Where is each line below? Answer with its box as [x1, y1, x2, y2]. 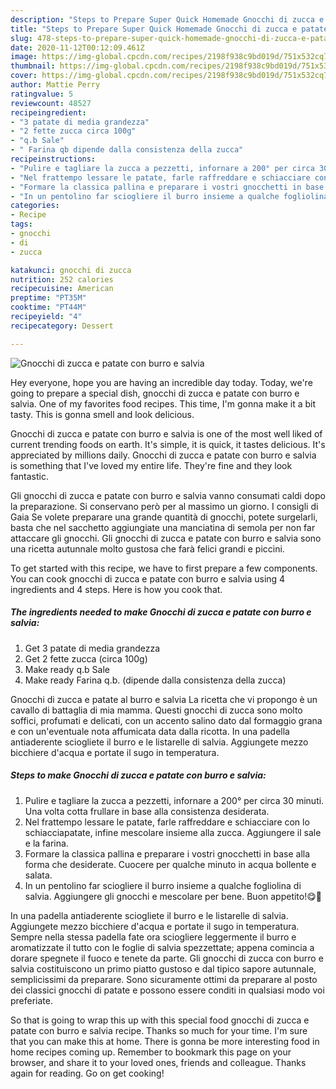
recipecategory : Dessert [10, 321, 114, 331]
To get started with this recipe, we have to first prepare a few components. [10, 562, 318, 574]
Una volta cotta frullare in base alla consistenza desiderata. [24, 805, 270, 817]
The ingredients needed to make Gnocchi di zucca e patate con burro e [10, 606, 312, 618]
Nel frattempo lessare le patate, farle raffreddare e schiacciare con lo [24, 816, 310, 828]
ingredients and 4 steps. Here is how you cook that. [10, 583, 223, 595]
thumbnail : [10, 61, 56, 71]
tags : [10, 219, 33, 230]
